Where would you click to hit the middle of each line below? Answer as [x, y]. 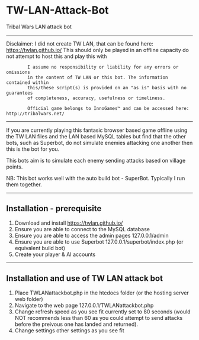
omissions [18, 72]
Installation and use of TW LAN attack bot [84, 279]
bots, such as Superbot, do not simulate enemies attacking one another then [99, 143]
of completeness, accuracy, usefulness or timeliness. [97, 98]
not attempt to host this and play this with [57, 56]
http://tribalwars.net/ [36, 114]
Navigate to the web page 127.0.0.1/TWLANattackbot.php [84, 305]
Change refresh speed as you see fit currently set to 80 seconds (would [102, 312]
